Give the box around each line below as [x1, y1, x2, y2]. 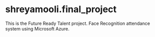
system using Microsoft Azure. [5, 25, 70, 31]
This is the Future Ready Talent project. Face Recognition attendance [5, 20, 150, 26]
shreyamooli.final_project [5, 4, 117, 15]
